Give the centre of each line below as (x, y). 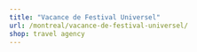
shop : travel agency (47, 33)
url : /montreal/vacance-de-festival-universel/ (99, 26)
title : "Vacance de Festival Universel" (85, 17)
